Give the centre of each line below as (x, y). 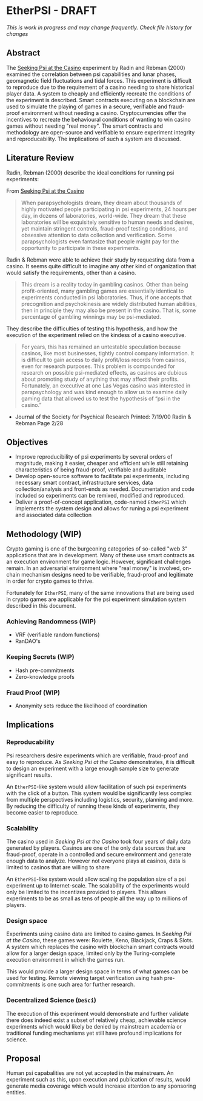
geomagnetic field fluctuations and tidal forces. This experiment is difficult (99, 80)
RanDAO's (28, 641)
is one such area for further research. (88, 985)
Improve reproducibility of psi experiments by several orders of (94, 457)
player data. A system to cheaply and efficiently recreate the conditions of (99, 93)
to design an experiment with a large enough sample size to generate (93, 768)
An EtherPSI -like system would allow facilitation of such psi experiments (96, 787)
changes (17, 33)
